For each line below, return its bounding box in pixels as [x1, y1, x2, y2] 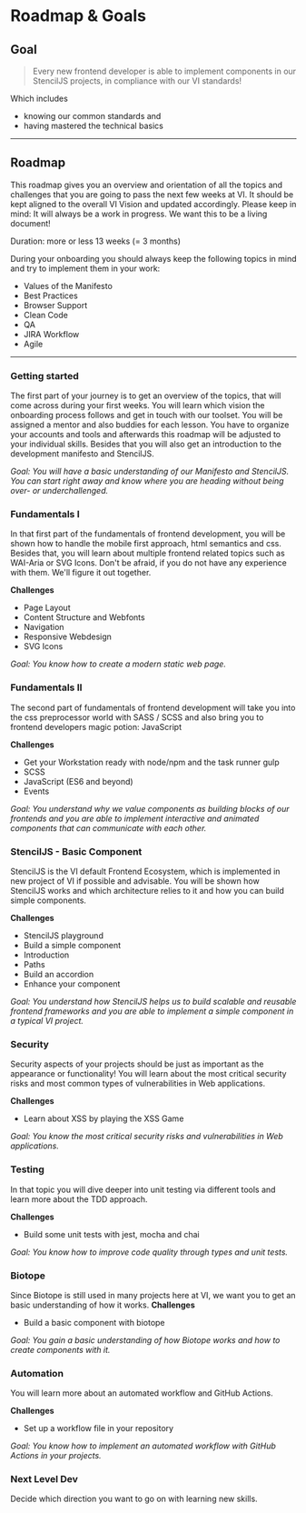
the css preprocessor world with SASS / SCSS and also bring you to [10, 711, 264, 723]
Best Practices [23, 290, 78, 301]
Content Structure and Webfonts [23, 612, 145, 623]
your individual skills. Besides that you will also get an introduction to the [10, 438, 282, 450]
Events [23, 786, 50, 797]
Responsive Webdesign [23, 631, 113, 642]
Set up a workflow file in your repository [23, 1423, 174, 1434]
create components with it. [10, 1344, 111, 1355]
